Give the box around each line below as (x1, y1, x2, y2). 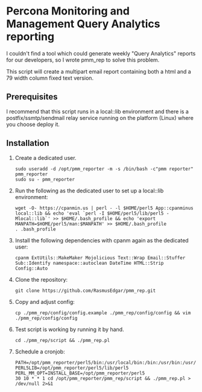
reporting (6, 30, 55, 43)
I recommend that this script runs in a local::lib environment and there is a (6, 107, 189, 115)
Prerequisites (6, 92, 58, 102)
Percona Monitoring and (6, 4, 130, 18)
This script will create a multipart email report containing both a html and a (6, 68, 191, 75)
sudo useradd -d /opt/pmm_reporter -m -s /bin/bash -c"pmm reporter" (14, 166, 194, 172)
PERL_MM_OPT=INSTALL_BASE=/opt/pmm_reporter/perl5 (14, 370, 145, 376)
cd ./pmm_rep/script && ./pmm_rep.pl (14, 337, 110, 343)
